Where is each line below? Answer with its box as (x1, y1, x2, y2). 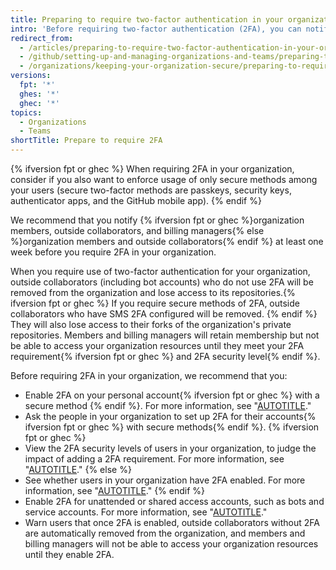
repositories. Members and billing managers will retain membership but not (10, 329, 320, 341)
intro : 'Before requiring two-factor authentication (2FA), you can (10, 24, 302, 34)
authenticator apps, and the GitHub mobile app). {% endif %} (10, 195, 262, 206)
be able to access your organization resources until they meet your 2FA (10, 340, 305, 351)
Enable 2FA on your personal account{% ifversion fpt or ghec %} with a (24, 389, 320, 401)
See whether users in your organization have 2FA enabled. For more (24, 474, 306, 486)
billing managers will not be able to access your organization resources (24, 538, 319, 550)
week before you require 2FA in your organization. (10, 246, 217, 258)
